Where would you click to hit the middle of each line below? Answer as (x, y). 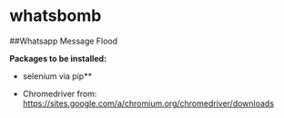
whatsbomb (56, 16)
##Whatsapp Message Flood (64, 41)
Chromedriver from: (60, 93)
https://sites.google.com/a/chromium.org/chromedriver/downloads (148, 103)
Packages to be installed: (58, 58)
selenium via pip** (57, 76)
